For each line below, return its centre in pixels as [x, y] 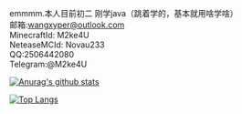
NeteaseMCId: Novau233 [57, 45]
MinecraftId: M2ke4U [49, 35]
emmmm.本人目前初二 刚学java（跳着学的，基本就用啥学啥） [124, 13]
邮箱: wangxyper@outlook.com [67, 25]
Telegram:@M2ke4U [48, 64]
